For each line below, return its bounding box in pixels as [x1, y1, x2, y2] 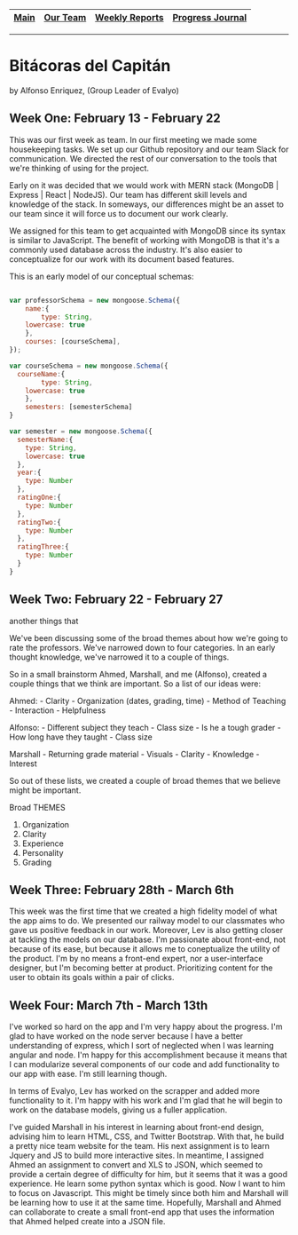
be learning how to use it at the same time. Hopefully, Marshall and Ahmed [9, 1198, 282, 1208]
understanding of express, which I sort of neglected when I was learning [9, 1041, 275, 1051]
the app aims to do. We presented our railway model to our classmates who [9, 915, 286, 926]
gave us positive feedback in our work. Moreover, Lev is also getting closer [9, 925, 284, 936]
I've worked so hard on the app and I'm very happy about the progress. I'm [9, 1021, 283, 1033]
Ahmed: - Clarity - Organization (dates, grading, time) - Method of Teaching [9, 695, 286, 706]
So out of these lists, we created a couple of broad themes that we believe [9, 775, 281, 786]
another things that [9, 615, 79, 626]
